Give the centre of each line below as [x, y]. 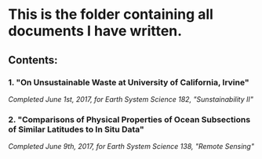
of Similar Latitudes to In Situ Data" [76, 129]
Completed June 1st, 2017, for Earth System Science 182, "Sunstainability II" [131, 99]
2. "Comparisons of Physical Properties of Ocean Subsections [129, 119]
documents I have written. [95, 31]
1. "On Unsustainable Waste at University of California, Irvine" [129, 82]
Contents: [33, 60]
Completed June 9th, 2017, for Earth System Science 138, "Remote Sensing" [131, 146]
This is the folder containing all [111, 14]
